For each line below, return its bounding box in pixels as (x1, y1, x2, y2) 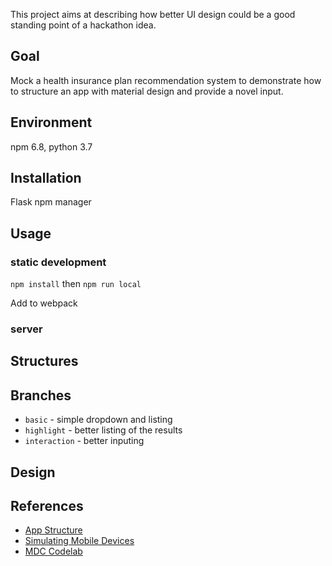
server (10, 322, 43, 336)
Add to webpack (10, 297, 78, 309)
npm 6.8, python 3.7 (10, 140, 93, 153)
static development (10, 255, 107, 269)
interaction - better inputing (24, 435, 145, 447)
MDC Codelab (24, 545, 83, 558)
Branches (10, 387, 72, 404)
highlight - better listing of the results (24, 424, 183, 436)
